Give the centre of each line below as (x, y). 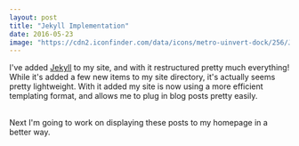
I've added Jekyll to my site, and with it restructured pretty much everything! (149, 68)
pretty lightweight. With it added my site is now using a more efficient (137, 86)
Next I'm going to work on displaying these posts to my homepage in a (139, 123)
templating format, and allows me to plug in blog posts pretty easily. (133, 96)
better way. (30, 132)
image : (21, 42)
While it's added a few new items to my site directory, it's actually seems (142, 77)
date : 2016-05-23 (41, 34)
